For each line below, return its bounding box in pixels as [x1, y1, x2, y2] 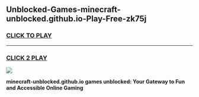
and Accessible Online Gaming [6, 84, 84, 91]
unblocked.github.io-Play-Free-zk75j [6, 14, 147, 24]
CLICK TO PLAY [6, 32, 52, 40]
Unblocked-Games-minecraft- [6, 5, 121, 15]
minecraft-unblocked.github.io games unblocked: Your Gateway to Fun [6, 78, 185, 85]
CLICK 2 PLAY [6, 53, 47, 62]
